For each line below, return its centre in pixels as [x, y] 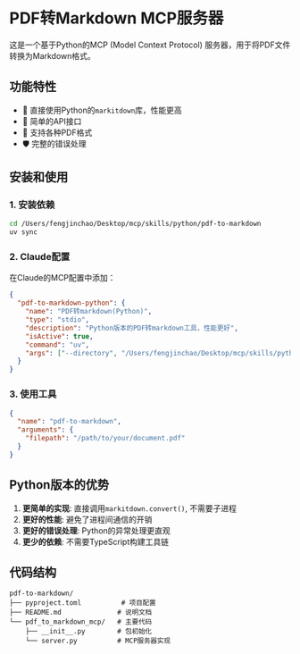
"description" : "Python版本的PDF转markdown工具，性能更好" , [132, 328]
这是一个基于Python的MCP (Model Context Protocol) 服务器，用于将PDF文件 [150, 45]
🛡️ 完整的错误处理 [54, 143]
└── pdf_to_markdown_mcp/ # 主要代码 [81, 622]
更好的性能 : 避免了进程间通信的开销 [87, 519]
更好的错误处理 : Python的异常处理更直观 [96, 530]
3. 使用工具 [33, 394]
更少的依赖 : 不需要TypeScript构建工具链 [96, 541]
